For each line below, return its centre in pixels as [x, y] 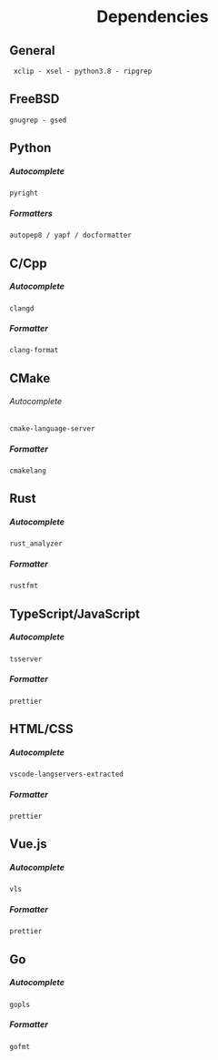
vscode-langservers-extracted [67, 775]
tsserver [26, 659]
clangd [22, 308]
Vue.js [28, 844]
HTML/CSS [42, 729]
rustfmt [24, 586]
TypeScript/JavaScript [75, 613]
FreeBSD [35, 99]
